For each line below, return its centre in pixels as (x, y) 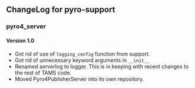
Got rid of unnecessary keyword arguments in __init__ (82, 60)
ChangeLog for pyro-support (61, 10)
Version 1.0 (20, 40)
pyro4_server (26, 27)
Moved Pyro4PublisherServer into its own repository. (79, 79)
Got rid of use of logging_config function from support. (82, 54)
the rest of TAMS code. (43, 73)
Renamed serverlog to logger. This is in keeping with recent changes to (102, 66)
